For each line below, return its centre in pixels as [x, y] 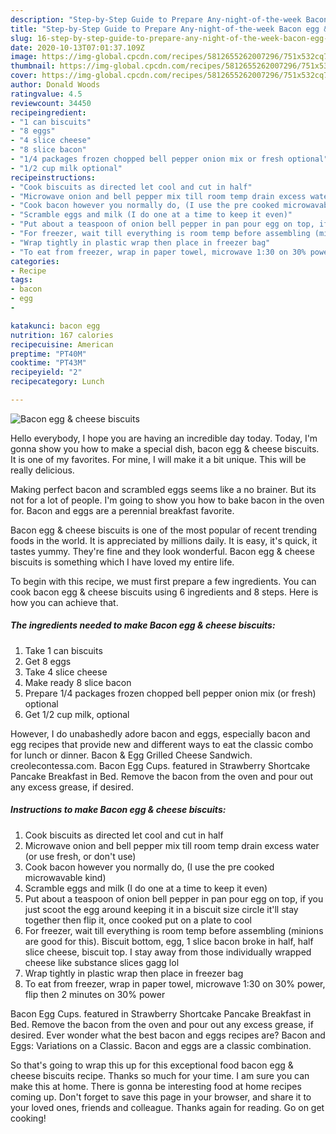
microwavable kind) [65, 877]
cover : [24, 76]
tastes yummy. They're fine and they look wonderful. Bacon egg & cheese [162, 551]
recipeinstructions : [53, 177]
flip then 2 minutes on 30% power [95, 994]
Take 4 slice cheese [66, 672]
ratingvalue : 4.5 [46, 94]
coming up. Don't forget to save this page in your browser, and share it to [161, 1097]
